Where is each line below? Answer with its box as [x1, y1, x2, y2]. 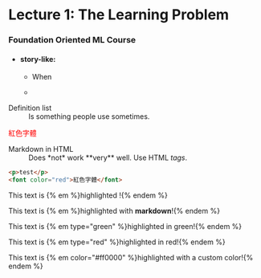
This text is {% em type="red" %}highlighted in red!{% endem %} [8, 237, 226, 247]
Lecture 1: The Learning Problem [8, 6, 230, 24]
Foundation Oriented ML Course [8, 35, 137, 46]
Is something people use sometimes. [28, 112, 150, 121]
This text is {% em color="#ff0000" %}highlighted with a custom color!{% [8, 253, 254, 263]
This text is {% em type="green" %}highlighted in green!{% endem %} [8, 222, 243, 231]
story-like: [19, 54, 56, 63]
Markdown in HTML [8, 145, 74, 154]
